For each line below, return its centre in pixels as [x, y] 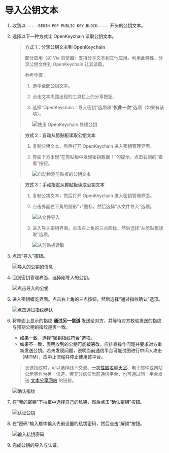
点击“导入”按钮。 [30, 256]
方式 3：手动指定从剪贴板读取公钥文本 [64, 185]
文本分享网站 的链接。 [54, 380]
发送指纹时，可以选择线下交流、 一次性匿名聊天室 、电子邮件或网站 [94, 367]
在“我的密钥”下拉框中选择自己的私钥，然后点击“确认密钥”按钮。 [78, 402]
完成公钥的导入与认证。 [37, 445]
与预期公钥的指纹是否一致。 [41, 327]
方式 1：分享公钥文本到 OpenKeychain [65, 47]
